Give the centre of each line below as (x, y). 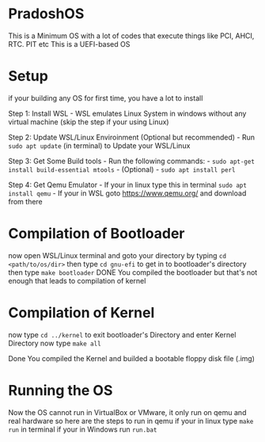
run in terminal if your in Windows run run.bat (83, 429)
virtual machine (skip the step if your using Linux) (89, 122)
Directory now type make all (55, 343)
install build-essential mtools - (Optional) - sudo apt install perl (122, 169)
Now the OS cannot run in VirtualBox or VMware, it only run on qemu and (127, 412)
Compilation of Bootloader (97, 234)
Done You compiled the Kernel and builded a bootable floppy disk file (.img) (132, 358)
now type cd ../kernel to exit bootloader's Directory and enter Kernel (122, 334)
